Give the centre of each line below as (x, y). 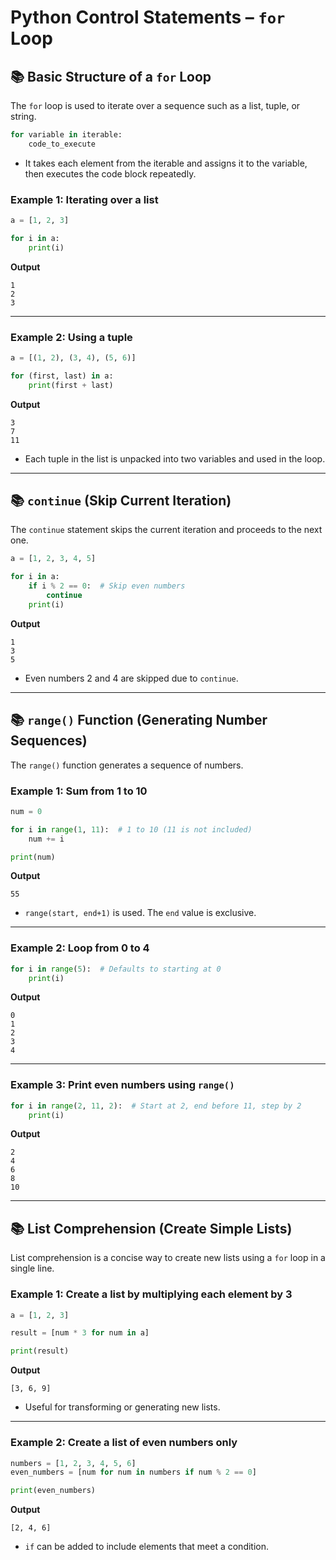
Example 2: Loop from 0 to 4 (80, 948)
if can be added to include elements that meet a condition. (147, 1547)
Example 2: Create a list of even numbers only (124, 1443)
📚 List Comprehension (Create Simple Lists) (151, 1228)
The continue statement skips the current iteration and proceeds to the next (166, 530)
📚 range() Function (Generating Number (139, 720)
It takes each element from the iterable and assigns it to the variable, (166, 163)
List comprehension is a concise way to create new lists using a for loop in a (168, 1258)
